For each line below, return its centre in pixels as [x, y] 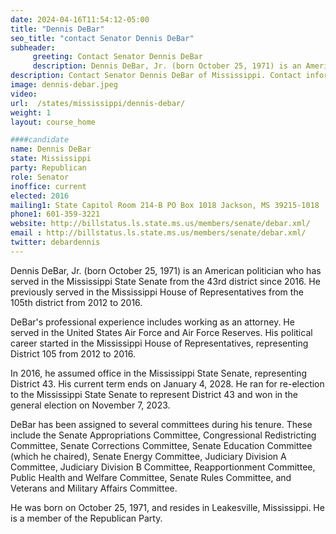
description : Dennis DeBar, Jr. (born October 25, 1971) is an [167, 66]
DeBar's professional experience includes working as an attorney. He [152, 322]
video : [24, 94]
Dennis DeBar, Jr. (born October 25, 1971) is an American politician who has [166, 270]
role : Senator [40, 177]
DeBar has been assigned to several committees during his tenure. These [161, 424]
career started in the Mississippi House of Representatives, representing [159, 343]
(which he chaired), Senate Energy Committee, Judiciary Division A [148, 456]
